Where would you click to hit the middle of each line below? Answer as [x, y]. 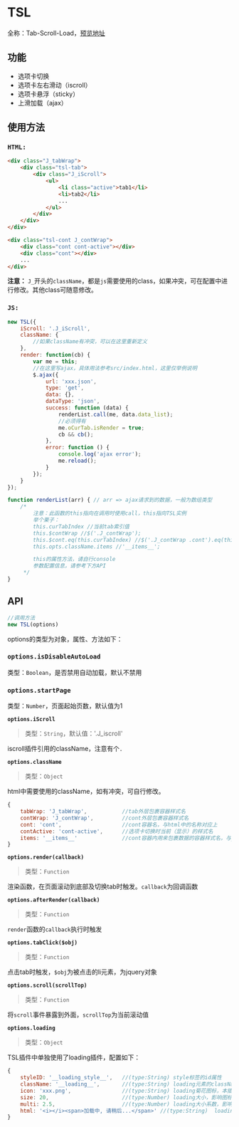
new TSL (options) [33, 624]
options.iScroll [31, 720]
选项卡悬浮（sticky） [48, 94]
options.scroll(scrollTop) [47, 986]
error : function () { [78, 448]
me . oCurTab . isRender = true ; [101, 428]
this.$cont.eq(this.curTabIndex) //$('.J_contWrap [110, 540]
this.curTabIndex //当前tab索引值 [81, 526]
